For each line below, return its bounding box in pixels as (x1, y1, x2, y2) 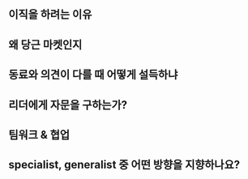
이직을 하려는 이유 (8, 7, 92, 22)
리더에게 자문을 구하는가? (8, 98, 128, 112)
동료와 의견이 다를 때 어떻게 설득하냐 (8, 68, 178, 82)
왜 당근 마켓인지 (8, 37, 83, 51)
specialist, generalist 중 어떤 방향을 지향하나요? (8, 158, 241, 172)
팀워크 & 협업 (8, 128, 71, 142)
